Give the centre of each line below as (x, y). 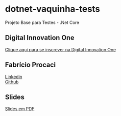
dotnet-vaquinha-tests (53, 9)
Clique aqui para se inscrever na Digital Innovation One (60, 49)
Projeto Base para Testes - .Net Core (42, 22)
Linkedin (14, 77)
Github (12, 82)
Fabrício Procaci (30, 65)
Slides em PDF (20, 109)
